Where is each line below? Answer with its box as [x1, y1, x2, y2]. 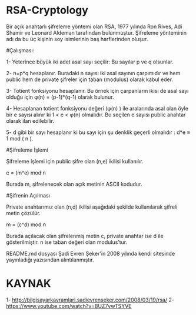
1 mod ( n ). [6, 135, 34, 142]
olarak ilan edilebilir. [6, 117, 55, 124]
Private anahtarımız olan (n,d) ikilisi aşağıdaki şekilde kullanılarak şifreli [6, 203, 178, 210]
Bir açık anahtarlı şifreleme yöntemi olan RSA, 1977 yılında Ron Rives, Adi [6, 23, 182, 30]
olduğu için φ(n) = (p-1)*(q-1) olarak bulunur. [6, 93, 114, 100]
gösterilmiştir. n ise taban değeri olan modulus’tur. [6, 239, 128, 246]
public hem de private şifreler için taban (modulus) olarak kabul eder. [6, 76, 174, 83]
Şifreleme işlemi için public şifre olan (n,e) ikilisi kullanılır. [6, 157, 144, 165]
